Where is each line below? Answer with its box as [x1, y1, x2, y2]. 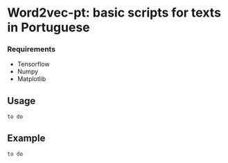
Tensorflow [17, 60, 50, 69]
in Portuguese [7, 19, 90, 35]
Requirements [7, 44, 56, 54]
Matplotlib [17, 75, 46, 83]
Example [7, 132, 46, 144]
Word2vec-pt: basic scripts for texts [7, 5, 222, 21]
